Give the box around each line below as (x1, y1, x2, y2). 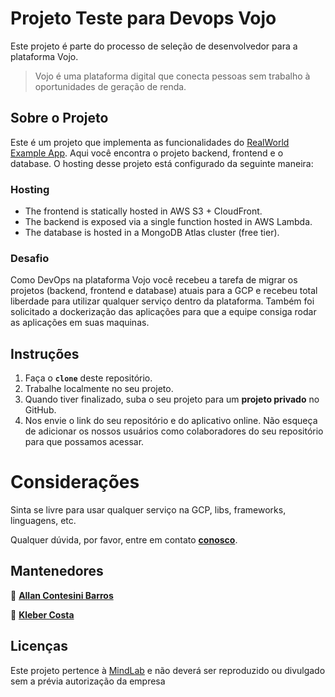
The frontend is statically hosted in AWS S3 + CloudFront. (24, 205, 263, 217)
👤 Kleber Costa (10, 608, 75, 621)
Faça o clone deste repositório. (24, 372, 153, 384)
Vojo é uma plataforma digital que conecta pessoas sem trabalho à (34, 70, 311, 82)
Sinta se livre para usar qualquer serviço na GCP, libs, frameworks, (10, 504, 287, 516)
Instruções (10, 345, 80, 362)
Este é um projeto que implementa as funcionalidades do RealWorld (10, 136, 290, 148)
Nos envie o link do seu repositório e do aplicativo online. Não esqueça (24, 415, 318, 427)
